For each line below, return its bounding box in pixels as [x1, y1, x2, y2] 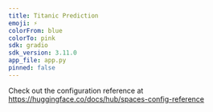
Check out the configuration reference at [8, 86, 144, 95]
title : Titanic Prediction [8, 11, 99, 20]
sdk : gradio [8, 42, 48, 50]
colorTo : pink [8, 34, 56, 42]
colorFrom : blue [8, 26, 63, 34]
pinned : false [8, 64, 56, 72]
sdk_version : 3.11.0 [8, 49, 78, 57]
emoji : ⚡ [8, 19, 38, 27]
